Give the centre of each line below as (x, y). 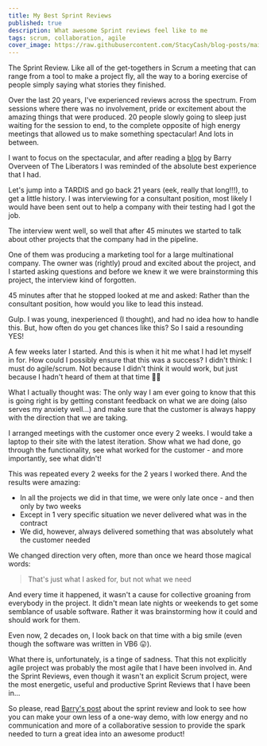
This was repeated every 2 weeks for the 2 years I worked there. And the (128, 474)
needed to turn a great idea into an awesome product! (97, 734)
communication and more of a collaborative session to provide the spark (127, 725)
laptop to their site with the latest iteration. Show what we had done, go (125, 441)
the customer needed (55, 540)
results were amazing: (44, 483)
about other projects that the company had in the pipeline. (103, 239)
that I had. (25, 175)
